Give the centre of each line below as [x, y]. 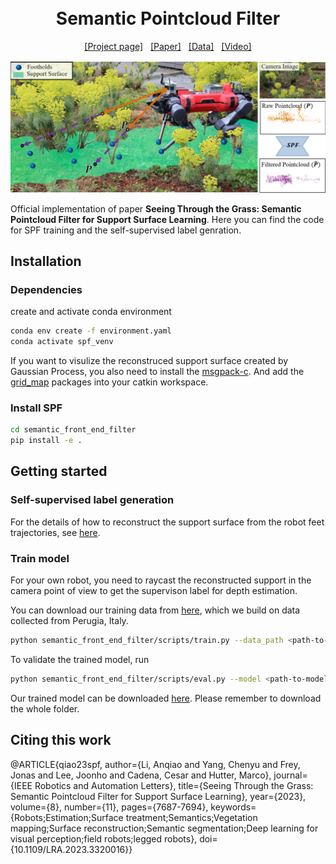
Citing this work [61, 740]
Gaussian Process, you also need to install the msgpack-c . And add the [157, 372]
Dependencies [46, 289]
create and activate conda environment [91, 312]
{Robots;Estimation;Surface [67, 817]
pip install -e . [46, 441]
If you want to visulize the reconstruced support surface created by [149, 361]
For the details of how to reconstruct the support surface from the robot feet [167, 522]
